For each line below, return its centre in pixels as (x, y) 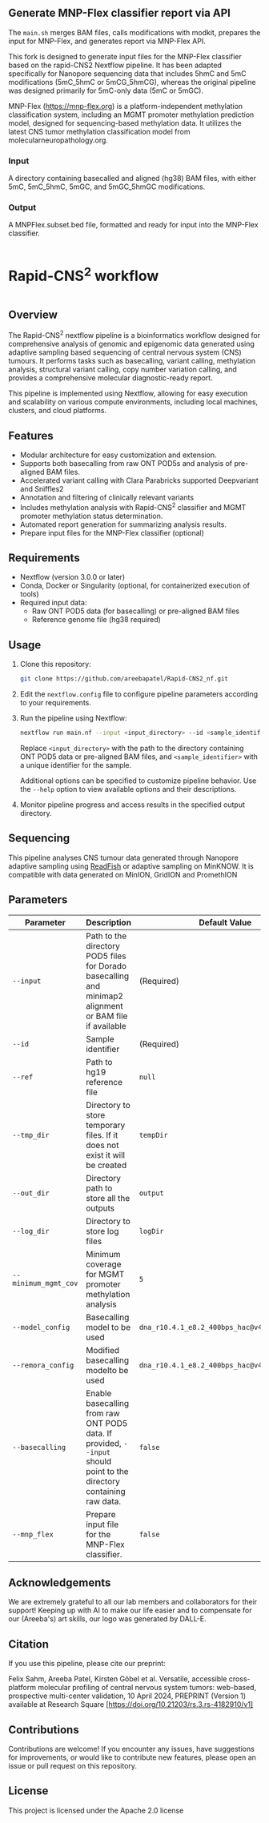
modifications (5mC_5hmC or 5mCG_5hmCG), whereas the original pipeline (132, 82)
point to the (107, 1471)
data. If (98, 1433)
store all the (108, 1198)
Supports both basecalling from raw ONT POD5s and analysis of (126, 463)
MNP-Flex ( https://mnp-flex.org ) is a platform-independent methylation (126, 106)
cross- (239, 1679)
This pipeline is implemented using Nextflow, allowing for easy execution (128, 394)
